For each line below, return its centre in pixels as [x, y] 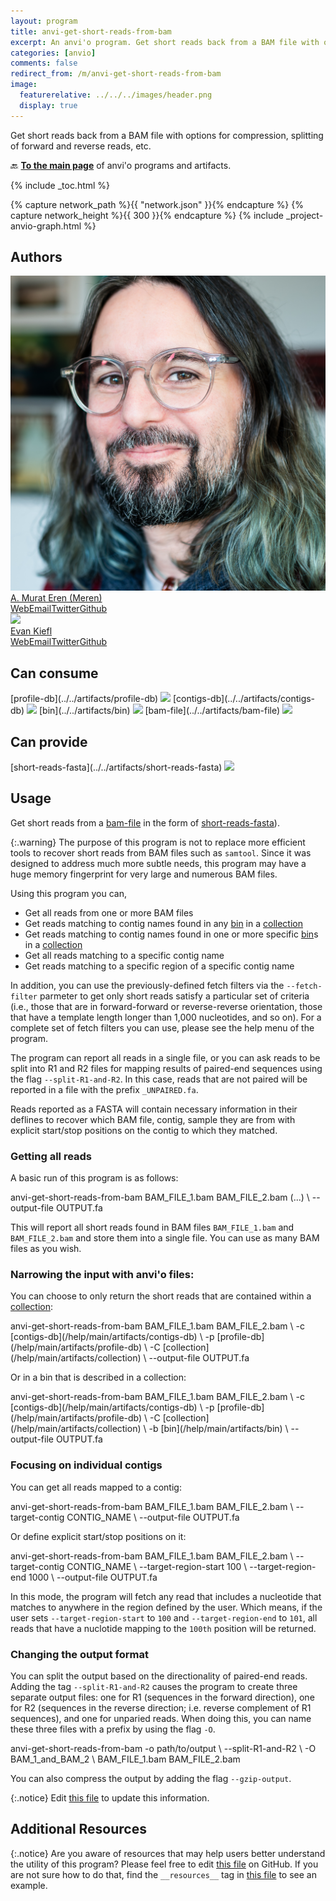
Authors [36, 257]
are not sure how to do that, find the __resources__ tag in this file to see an [163, 1874]
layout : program [44, 21]
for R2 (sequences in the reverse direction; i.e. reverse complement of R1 [161, 1708]
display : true [48, 105]
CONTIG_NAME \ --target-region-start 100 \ [157, 1566]
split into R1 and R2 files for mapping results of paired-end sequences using [166, 1068]
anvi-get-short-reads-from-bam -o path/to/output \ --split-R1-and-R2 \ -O [163, 1749]
